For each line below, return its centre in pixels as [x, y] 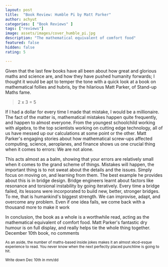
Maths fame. [18, 92]
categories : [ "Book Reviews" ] [39, 24]
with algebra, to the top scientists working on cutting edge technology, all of [84, 128]
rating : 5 [16, 52]
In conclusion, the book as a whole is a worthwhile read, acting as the [77, 217]
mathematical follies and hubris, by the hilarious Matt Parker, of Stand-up [81, 87]
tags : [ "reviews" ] [24, 29]
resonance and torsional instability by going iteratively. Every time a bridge [82, 186]
